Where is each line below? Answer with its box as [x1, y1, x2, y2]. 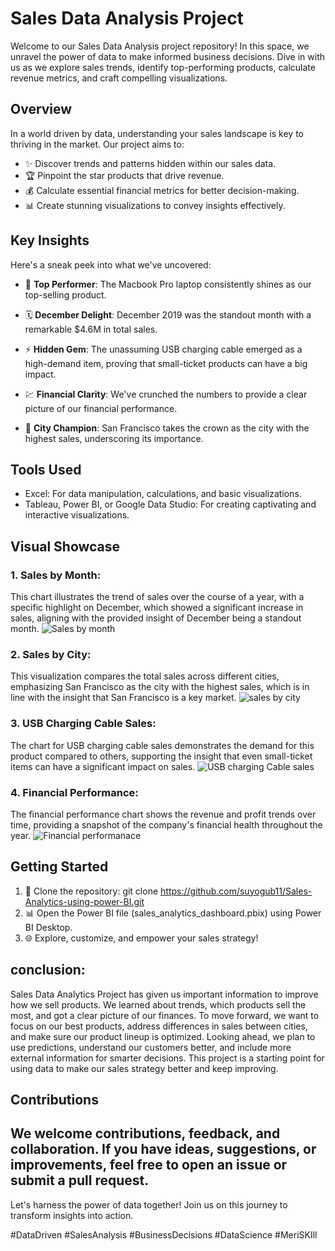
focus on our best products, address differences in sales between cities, [10, 1020, 308, 1032]
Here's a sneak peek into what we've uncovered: [10, 258, 212, 271]
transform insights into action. [10, 1209, 134, 1221]
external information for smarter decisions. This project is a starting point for [10, 1052, 325, 1064]
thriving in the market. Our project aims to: [10, 138, 185, 150]
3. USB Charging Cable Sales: [10, 717, 157, 731]
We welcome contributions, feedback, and [10, 1125, 281, 1142]
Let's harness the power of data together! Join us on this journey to [10, 1198, 288, 1211]
